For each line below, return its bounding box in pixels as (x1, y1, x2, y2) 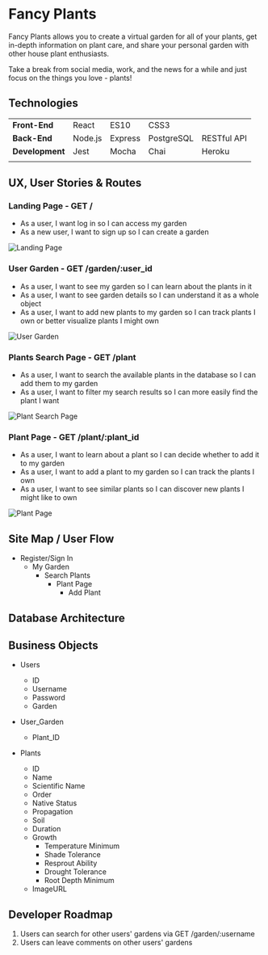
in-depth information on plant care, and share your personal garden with (8, 40, 249, 49)
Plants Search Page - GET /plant (8, 351, 136, 363)
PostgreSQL (148, 133, 195, 144)
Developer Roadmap (8, 907, 113, 921)
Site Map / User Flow (8, 532, 115, 545)
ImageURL (31, 884, 67, 894)
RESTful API (201, 133, 248, 144)
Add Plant (68, 587, 101, 598)
